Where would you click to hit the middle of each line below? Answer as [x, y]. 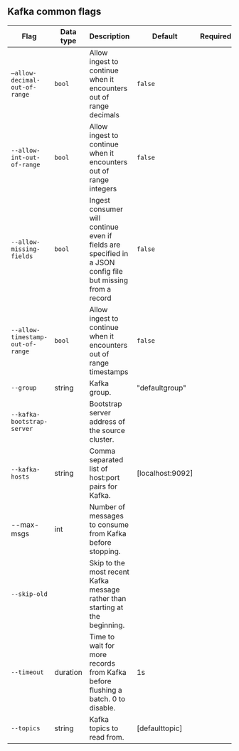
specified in [109, 253]
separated [106, 459]
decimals [104, 114]
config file [106, 271]
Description [110, 36]
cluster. [102, 439]
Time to [102, 637]
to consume [109, 524]
